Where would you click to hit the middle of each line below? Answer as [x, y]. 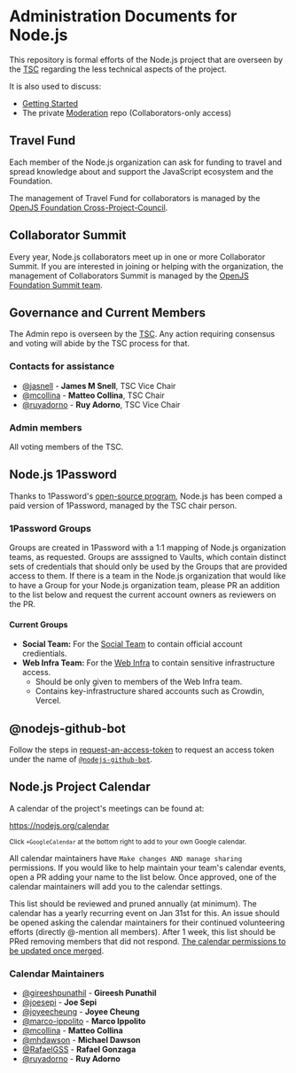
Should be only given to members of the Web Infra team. [139, 682]
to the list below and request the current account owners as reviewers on [143, 595]
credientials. [45, 654]
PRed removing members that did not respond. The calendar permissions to [148, 941]
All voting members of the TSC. [66, 447]
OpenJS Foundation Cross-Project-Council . [89, 207]
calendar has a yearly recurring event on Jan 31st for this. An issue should [144, 913]
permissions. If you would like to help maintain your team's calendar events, [148, 867]
